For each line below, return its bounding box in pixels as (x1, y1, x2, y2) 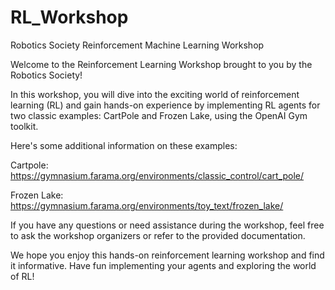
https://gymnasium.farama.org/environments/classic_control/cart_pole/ (10, 169, 305, 181)
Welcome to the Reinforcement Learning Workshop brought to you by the (10, 58, 313, 70)
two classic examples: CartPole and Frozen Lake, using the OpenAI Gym (10, 109, 308, 121)
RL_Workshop (10, 6, 129, 29)
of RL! (10, 270, 35, 282)
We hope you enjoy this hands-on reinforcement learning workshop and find (10, 249, 325, 261)
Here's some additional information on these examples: (10, 139, 238, 151)
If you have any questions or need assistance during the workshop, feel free (10, 219, 325, 231)
